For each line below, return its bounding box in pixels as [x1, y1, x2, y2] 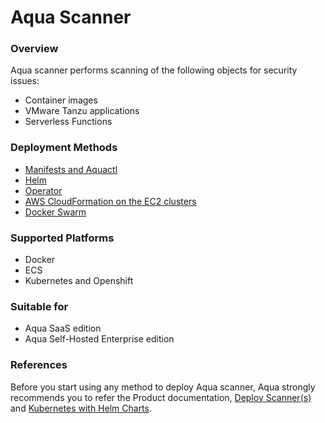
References [10, 358, 68, 372]
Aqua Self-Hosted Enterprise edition [24, 333, 175, 345]
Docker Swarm [24, 206, 87, 218]
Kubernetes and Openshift [24, 275, 134, 287]
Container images [24, 94, 98, 106]
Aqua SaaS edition [24, 322, 102, 335]
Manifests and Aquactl [24, 163, 118, 175]
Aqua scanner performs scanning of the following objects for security [10, 64, 298, 76]
